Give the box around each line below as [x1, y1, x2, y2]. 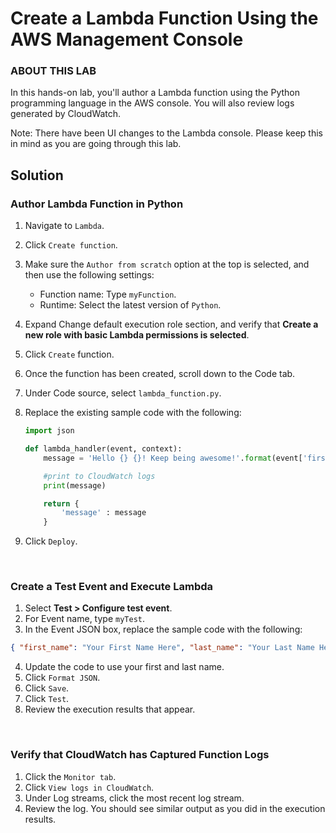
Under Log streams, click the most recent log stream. [24, 792, 245, 804]
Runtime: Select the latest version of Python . [39, 299, 222, 311]
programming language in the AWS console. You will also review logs [10, 97, 295, 109]
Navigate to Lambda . [24, 220, 105, 232]
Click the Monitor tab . [24, 770, 117, 782]
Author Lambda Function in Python [10, 197, 184, 211]
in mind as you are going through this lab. [10, 138, 182, 150]
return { [43, 498, 80, 509]
